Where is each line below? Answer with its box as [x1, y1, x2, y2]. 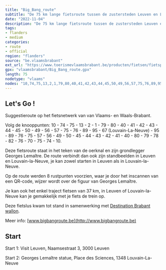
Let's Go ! [5, 100, 36, 108]
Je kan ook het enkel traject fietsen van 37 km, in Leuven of [5, 188, 127, 194]
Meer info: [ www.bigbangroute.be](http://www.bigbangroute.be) [5, 218, 137, 224]
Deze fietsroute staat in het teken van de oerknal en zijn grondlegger [5, 147, 145, 154]
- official [5, 49, 28, 54]
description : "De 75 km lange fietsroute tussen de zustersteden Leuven [5, 21, 158, 26]
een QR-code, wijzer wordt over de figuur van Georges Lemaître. [5, 178, 137, 184]
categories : [5, 40, 30, 45]
